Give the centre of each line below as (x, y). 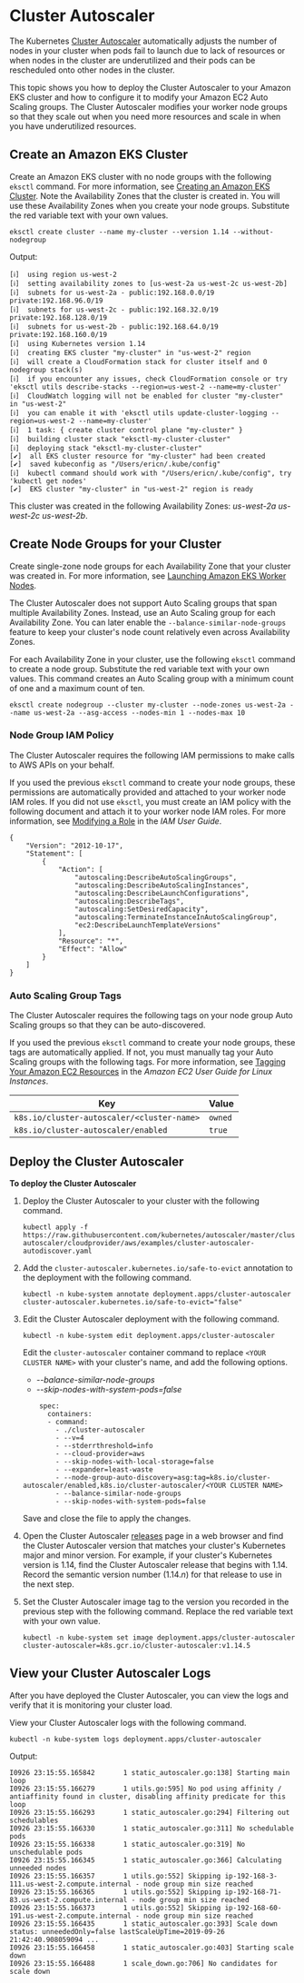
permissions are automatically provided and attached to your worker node (148, 792)
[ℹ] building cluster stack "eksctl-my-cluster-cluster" (120, 439)
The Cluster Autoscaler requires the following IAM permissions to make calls (152, 755)
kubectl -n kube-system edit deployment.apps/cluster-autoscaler (148, 1335)
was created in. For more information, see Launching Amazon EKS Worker (148, 575)
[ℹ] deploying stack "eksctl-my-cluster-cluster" (106, 448)
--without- (253, 232)
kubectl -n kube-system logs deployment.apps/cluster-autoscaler (135, 1739)
